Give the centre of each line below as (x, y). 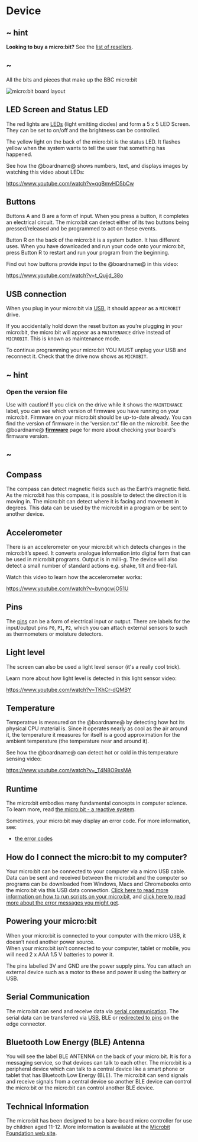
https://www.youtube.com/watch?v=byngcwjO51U (67, 588)
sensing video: (24, 759)
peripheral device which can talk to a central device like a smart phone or (95, 1069)
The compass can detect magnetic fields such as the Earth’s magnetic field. (98, 489)
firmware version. (27, 436)
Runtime (22, 789)
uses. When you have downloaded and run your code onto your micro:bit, (96, 246)
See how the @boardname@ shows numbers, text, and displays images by (97, 165)
